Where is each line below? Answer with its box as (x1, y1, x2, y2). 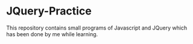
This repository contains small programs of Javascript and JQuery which (6, 24, 188, 31)
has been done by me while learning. (6, 30, 98, 37)
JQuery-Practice (6, 4, 92, 18)
